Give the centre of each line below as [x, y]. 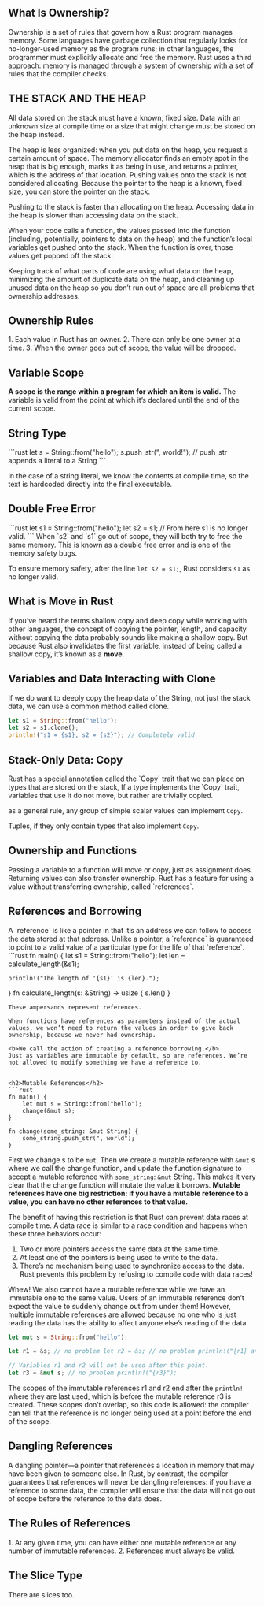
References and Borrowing [75, 911]
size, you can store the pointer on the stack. [79, 191]
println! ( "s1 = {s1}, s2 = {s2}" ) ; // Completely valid [101, 735]
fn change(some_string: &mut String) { [73, 1131]
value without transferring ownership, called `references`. [101, 887]
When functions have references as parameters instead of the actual [125, 1021]
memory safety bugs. [43, 553]
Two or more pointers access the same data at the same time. [119, 1249]
